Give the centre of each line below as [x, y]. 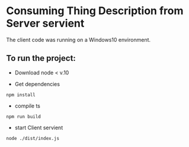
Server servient [45, 23]
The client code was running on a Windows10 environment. [79, 40]
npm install [21, 95]
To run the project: [41, 58]
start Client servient [39, 128]
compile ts [27, 106]
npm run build [24, 116]
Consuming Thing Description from [95, 11]
